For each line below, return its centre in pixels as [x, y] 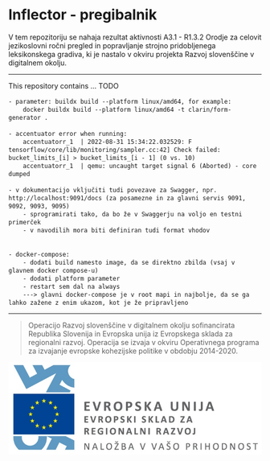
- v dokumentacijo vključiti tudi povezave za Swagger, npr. [113, 190]
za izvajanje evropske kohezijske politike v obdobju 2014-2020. [133, 351]
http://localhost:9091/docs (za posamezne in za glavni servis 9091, [127, 198]
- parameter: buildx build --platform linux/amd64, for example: [120, 101]
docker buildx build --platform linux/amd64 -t [104, 109]
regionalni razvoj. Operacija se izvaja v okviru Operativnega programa [143, 342]
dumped [19, 174]
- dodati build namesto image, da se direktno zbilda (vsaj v [129, 262]
